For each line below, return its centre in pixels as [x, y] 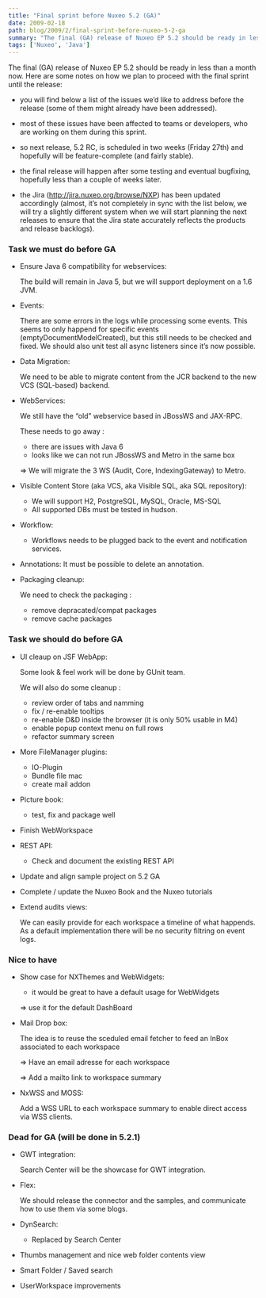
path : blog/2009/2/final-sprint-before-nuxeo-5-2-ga [97, 30]
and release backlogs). [57, 229]
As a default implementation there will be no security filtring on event [132, 930]
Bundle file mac [57, 775]
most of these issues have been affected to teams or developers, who [133, 124]
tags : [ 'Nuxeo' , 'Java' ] [49, 45]
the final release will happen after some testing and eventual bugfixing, [135, 171]
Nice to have [33, 959]
